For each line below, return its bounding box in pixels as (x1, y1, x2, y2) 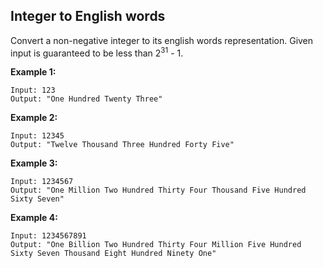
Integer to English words (10, 8, 166, 25)
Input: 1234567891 (10, 231, 87, 241)
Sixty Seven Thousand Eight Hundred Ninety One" (10, 249, 217, 259)
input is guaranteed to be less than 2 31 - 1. (10, 45, 184, 59)
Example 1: (10, 66, 57, 78)
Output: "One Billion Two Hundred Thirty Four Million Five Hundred (10, 240, 302, 250)
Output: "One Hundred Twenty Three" (10, 94, 163, 104)
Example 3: (10, 157, 58, 169)
